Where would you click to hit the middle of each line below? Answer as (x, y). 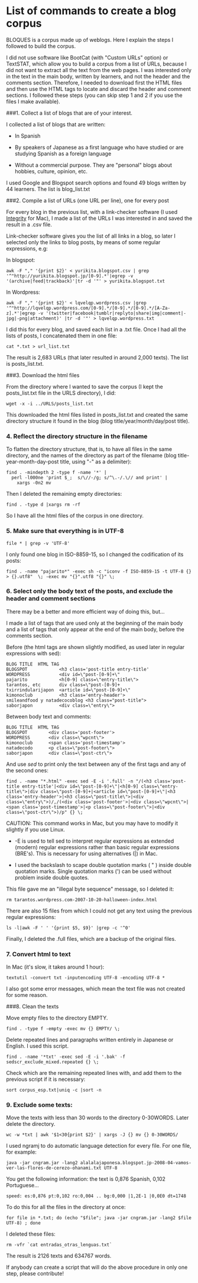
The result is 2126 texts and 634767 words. (59, 1256)
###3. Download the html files (43, 375)
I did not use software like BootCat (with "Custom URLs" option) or (87, 57)
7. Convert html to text (38, 954)
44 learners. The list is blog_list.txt (48, 189)
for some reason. (27, 995)
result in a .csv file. (29, 224)
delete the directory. (31, 1124)
